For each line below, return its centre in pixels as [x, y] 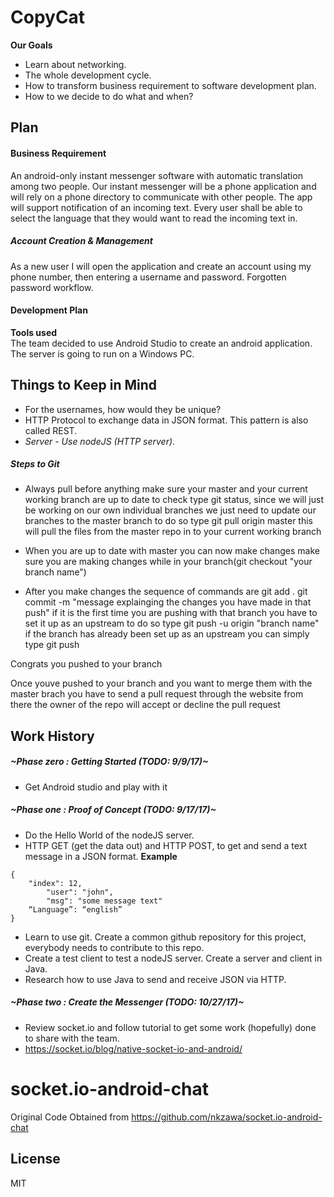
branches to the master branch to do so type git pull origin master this [168, 521]
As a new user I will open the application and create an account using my [161, 266]
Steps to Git [35, 464]
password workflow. [52, 287]
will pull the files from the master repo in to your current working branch [173, 532]
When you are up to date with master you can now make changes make [172, 551]
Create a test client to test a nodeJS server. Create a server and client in [173, 958]
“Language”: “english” [75, 909]
